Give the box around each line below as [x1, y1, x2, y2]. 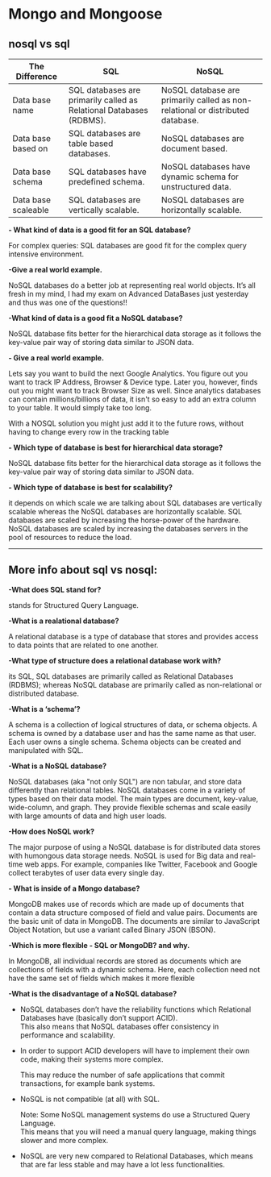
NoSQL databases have [161, 161, 251, 172]
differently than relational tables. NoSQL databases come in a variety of [8, 785, 246, 795]
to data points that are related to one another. [8, 640, 159, 650]
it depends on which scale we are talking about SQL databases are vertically [8, 498, 262, 508]
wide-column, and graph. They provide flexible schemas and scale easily [8, 802, 252, 812]
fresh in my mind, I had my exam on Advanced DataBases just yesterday [8, 289, 249, 298]
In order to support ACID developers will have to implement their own [19, 1046, 250, 1055]
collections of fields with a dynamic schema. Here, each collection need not [8, 964, 261, 974]
